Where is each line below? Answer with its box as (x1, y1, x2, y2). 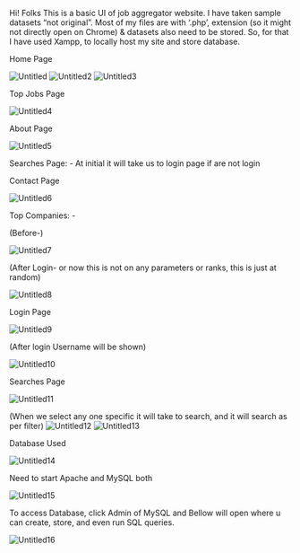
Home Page (9, 54, 53, 64)
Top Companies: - (9, 210, 76, 221)
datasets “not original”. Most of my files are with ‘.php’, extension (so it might (9, 17, 292, 28)
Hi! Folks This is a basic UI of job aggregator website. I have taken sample (9, 8, 282, 18)
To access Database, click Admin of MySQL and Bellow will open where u (9, 507, 281, 518)
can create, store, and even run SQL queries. (9, 517, 175, 528)
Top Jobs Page (9, 89, 65, 99)
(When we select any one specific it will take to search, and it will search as (9, 411, 288, 421)
